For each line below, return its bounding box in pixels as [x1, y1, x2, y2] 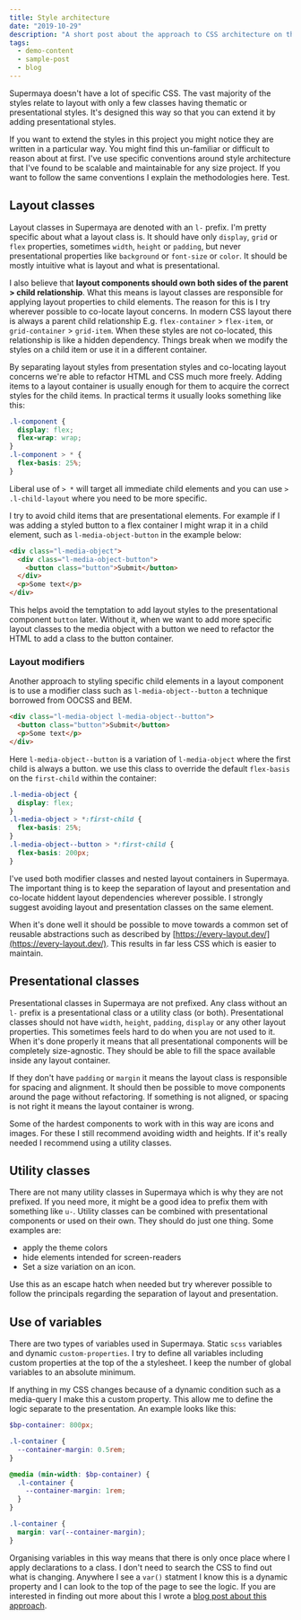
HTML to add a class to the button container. [9, 634, 175, 644]
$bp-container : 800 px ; [9, 1421, 94, 1430]
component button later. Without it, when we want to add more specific [9, 614, 272, 625]
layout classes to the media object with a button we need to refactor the [9, 624, 275, 635]
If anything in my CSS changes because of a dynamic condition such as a [9, 1384, 281, 1396]
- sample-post [17, 55, 70, 64]
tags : [9, 38, 30, 48]
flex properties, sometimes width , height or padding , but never [9, 241, 242, 251]
